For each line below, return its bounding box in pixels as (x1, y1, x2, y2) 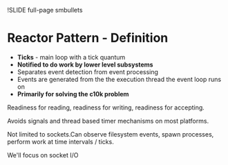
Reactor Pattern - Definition (7, 31, 169, 46)
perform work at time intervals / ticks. (7, 137, 114, 146)
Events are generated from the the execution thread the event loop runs (17, 75, 222, 83)
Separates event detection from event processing (17, 67, 159, 76)
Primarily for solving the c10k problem (17, 89, 129, 98)
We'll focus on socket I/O (7, 150, 79, 159)
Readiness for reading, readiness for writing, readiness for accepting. (7, 103, 205, 112)
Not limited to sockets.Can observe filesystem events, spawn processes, (7, 130, 214, 138)
